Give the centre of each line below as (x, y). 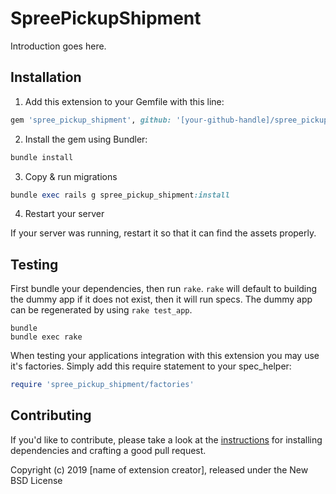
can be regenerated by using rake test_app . (101, 310)
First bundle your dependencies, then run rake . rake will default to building (164, 289)
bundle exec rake (46, 337)
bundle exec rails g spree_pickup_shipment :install (120, 195)
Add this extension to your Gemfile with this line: (124, 101)
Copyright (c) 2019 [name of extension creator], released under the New (159, 469)
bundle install (42, 157)
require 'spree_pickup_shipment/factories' (102, 385)
